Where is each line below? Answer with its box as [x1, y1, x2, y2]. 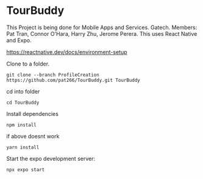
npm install [6, 122, 37, 128]
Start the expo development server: [6, 155, 96, 162]
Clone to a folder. [6, 60, 50, 67]
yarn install [6, 144, 40, 150]
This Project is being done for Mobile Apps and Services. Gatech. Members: [6, 24, 198, 31]
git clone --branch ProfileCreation [6, 72, 99, 78]
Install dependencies [6, 110, 59, 117]
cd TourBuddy [6, 100, 40, 106]
